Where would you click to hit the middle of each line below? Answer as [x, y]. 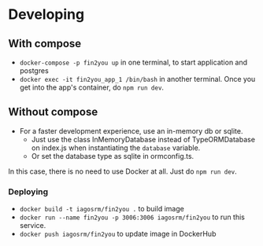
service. [33, 226]
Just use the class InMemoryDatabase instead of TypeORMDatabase [143, 139]
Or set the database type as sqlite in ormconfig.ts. [113, 156]
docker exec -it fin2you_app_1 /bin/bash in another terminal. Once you [137, 79]
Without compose [53, 112]
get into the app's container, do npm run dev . [91, 87]
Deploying [28, 192]
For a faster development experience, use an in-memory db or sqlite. [131, 130]
